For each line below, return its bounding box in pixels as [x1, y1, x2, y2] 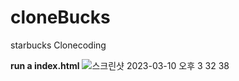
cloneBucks [10, 6, 111, 29]
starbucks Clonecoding [10, 39, 107, 51]
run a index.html [10, 59, 80, 71]
